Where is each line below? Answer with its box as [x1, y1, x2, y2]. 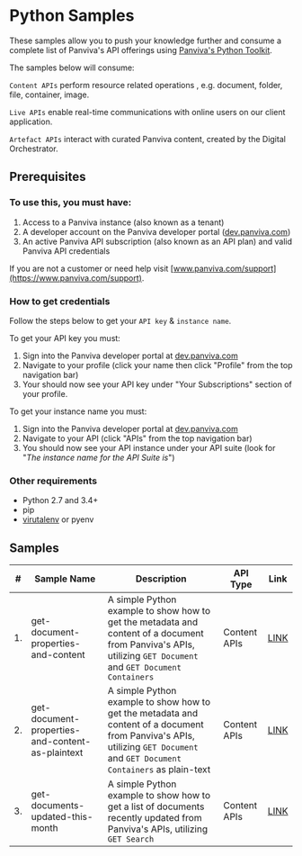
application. [9, 116, 53, 127]
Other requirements [9, 474, 97, 487]
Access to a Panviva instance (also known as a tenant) [22, 217, 225, 228]
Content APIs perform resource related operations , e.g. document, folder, [9, 79, 283, 90]
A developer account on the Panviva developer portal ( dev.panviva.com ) [22, 226, 291, 237]
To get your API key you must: [9, 332, 121, 343]
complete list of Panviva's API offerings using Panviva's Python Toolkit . [9, 44, 272, 55]
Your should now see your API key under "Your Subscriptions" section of [22, 379, 292, 390]
